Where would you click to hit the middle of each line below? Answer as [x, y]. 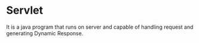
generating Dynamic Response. [45, 33]
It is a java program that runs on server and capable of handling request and [100, 27]
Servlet [25, 10]
